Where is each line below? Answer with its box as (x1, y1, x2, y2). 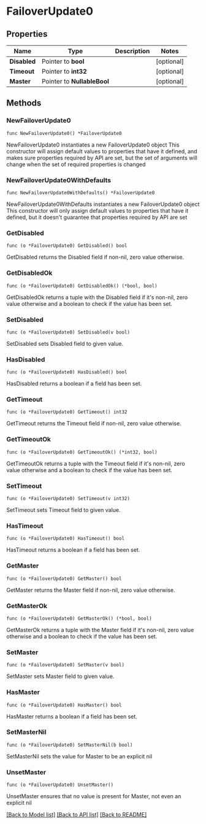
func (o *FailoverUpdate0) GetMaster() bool (6, 575, 122, 582)
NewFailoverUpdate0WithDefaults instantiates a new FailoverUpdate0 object (6, 200, 200, 208)
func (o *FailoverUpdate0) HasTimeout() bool (6, 535, 124, 542)
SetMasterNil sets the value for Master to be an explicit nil (6, 752, 153, 760)
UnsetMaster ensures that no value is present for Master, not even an (6, 793, 181, 800)
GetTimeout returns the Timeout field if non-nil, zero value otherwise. (6, 420, 182, 427)
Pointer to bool (42, 57, 85, 66)
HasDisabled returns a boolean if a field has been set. (6, 380, 142, 387)
